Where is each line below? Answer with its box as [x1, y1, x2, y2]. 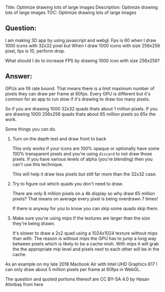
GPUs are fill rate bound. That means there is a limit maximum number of [5, 85, 155, 91]
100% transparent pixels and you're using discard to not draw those [12, 150, 152, 156]
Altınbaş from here [5, 281, 43, 287]
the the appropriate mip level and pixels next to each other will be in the [12, 246, 160, 252]
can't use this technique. [12, 161, 63, 167]
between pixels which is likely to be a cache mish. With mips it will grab [12, 240, 160, 246]
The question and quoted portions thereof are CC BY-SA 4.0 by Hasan [5, 276, 150, 282]
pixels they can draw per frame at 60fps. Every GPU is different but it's [5, 90, 151, 96]
